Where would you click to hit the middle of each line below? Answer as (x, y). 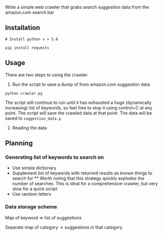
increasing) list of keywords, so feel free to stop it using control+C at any (79, 107)
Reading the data (29, 128)
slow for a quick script (35, 189)
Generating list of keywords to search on (54, 157)
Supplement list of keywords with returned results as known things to (82, 173)
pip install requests (27, 48)
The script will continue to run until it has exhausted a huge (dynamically (78, 102)
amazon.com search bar (30, 12)
